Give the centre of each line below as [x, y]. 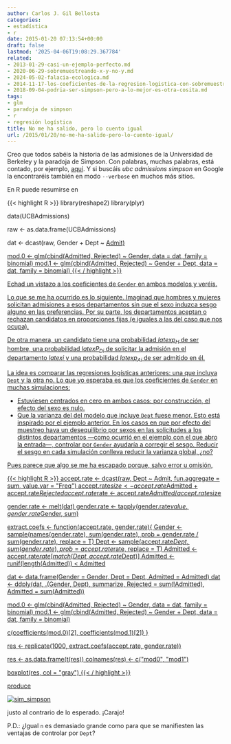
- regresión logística [40, 122]
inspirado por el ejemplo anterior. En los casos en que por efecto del [114, 422]
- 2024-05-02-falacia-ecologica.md [58, 77]
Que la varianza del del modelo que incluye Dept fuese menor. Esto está [119, 415]
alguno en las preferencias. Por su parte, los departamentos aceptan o [107, 312]
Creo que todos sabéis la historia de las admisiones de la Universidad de [110, 155]
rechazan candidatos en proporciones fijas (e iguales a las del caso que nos [115, 319]
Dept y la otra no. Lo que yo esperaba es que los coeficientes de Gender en [112, 380]
